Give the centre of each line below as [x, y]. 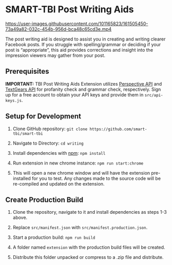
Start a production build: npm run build [54, 237]
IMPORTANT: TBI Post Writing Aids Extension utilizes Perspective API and [84, 84]
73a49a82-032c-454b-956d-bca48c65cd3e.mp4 [59, 29]
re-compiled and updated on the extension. [59, 184]
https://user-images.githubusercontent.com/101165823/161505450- [77, 24]
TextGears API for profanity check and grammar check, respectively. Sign [83, 89]
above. [20, 218]
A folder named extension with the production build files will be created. [89, 248]
